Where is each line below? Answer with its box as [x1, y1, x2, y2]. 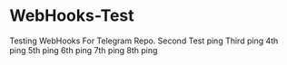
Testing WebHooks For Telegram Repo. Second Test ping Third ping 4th [9, 35, 279, 46]
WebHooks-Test [9, 5, 134, 26]
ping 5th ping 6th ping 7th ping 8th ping [9, 44, 158, 55]
